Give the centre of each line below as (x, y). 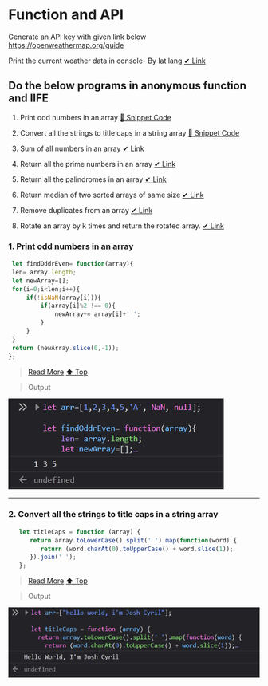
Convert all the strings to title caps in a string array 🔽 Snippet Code (130, 132)
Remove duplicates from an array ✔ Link (86, 210)
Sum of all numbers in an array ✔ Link (82, 148)
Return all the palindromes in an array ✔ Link (93, 179)
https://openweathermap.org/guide (66, 45)
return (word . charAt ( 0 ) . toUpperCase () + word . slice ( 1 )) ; (137, 549)
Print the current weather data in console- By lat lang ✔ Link (107, 61)
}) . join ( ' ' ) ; (53, 557)
